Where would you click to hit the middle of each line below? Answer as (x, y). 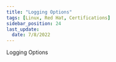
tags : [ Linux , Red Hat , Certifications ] (59, 18)
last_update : (23, 29)
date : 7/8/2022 (31, 35)
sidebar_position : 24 (34, 23)
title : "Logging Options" (39, 12)
